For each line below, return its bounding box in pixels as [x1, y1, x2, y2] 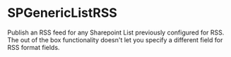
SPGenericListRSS [7, 5, 118, 21]
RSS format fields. [7, 43, 60, 51]
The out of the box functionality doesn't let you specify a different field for [7, 35, 223, 44]
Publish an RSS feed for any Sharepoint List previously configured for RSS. [7, 28, 225, 37]
